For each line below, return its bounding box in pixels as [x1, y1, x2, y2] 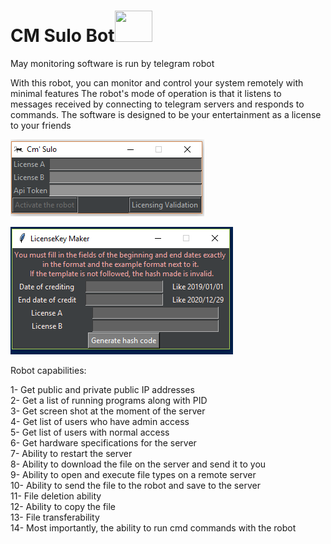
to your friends [10, 119, 72, 131]
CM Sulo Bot [10, 25, 115, 47]
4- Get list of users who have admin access [10, 415, 190, 427]
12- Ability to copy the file [10, 500, 117, 512]
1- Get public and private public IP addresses [10, 383, 195, 395]
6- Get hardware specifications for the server [10, 436, 197, 449]
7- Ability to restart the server [10, 447, 133, 459]
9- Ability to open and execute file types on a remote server [10, 468, 257, 480]
